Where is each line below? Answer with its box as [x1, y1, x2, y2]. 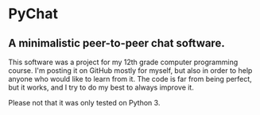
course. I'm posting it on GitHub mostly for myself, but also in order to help [8, 66, 253, 75]
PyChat [8, 5, 58, 23]
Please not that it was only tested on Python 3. [8, 98, 161, 107]
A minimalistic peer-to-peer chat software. [8, 36, 225, 50]
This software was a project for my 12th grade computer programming [8, 57, 239, 67]
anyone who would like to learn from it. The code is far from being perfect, [8, 75, 252, 83]
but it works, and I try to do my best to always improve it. [8, 82, 195, 92]
